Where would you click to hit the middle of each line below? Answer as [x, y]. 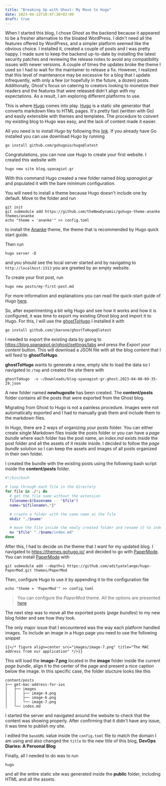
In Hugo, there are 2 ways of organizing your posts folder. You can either [79, 428]
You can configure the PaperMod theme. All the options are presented [89, 598]
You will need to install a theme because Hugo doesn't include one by [76, 193]
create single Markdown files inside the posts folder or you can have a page [83, 433]
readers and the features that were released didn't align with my [70, 91]
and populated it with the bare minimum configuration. [61, 183]
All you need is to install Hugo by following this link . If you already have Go [81, 131]
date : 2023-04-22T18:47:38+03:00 [40, 14]
